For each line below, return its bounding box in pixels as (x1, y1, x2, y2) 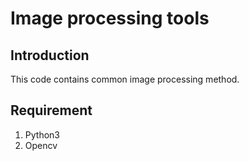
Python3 (24, 128, 60, 141)
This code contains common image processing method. (10, 73, 240, 85)
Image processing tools (10, 7, 210, 30)
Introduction (10, 47, 90, 64)
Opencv (24, 139, 58, 151)
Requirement (10, 102, 93, 119)
